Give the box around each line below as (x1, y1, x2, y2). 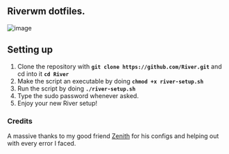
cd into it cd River (17, 69, 69, 78)
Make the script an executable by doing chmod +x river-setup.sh (17, 77, 204, 85)
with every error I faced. (7, 139, 76, 147)
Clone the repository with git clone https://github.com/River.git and (17, 62, 222, 70)
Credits (7, 116, 33, 126)
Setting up (7, 44, 53, 56)
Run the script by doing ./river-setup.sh (17, 84, 136, 93)
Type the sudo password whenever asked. (17, 91, 139, 99)
